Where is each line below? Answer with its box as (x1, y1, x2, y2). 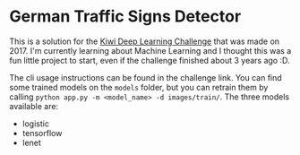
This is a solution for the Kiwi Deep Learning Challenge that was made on (9, 36, 280, 47)
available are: (9, 100, 59, 111)
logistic (21, 118, 49, 129)
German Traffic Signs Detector (9, 6, 242, 27)
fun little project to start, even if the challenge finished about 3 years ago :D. (9, 55, 290, 65)
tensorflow (21, 127, 63, 138)
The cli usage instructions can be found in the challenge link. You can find (9, 72, 282, 82)
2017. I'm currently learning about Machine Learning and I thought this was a (9, 45, 292, 56)
